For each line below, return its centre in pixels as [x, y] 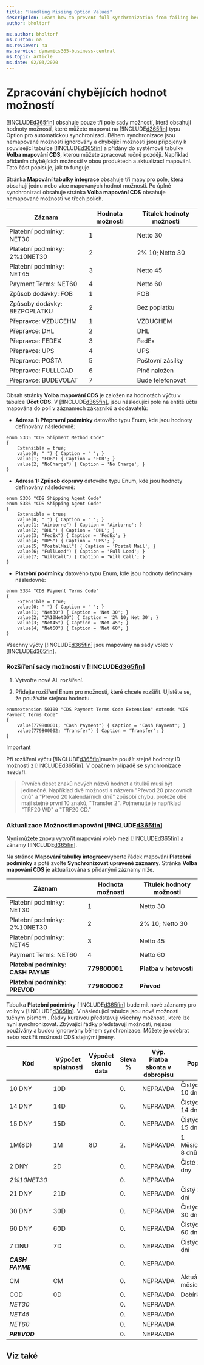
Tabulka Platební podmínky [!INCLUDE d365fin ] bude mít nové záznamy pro [101, 1005]
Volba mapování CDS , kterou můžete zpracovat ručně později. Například [97, 154]
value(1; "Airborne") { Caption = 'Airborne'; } [80, 525]
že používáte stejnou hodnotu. [53, 698]
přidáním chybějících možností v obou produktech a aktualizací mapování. [99, 161]
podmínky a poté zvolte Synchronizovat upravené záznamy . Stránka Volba [102, 863]
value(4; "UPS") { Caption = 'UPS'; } [66, 541]
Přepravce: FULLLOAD [41, 370]
